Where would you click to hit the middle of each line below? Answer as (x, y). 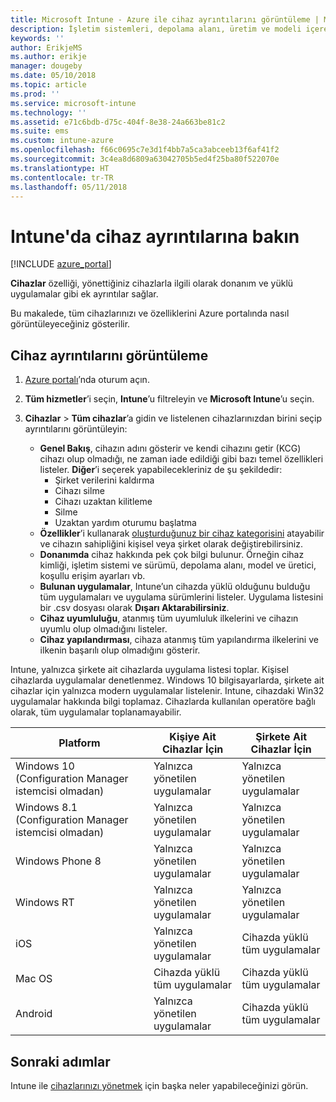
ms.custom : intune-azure (62, 141)
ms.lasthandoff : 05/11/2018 (69, 187)
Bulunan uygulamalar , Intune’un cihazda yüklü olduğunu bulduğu (175, 587)
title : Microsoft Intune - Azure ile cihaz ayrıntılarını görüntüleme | (165, 19)
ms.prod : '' (35, 94)
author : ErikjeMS (46, 47)
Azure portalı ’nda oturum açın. (87, 380)
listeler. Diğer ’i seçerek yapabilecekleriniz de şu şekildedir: (161, 470)
